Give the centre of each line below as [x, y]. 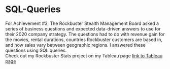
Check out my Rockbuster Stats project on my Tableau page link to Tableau [84, 56]
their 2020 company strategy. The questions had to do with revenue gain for [85, 34]
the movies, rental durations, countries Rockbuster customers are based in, [84, 40]
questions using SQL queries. [36, 50]
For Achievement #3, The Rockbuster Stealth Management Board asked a [82, 23]
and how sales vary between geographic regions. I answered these [75, 45]
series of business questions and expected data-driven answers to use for [83, 28]
